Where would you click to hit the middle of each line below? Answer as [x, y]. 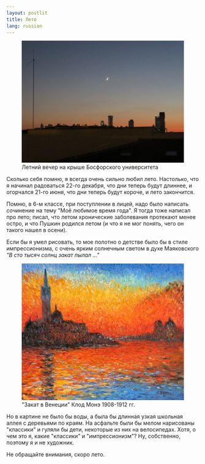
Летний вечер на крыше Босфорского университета [90, 167]
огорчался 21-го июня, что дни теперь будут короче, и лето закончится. [100, 192]
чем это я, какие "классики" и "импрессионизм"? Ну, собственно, [93, 436]
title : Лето [21, 19]
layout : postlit [27, 13]
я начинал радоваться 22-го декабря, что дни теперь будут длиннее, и [99, 186]
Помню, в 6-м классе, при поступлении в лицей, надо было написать [98, 204]
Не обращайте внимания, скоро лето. [56, 454]
